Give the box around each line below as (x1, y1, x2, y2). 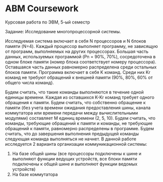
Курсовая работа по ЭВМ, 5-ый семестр (5, 19, 90, 25)
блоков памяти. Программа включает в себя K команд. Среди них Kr (5, 69, 151, 75)
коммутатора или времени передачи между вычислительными (5, 110, 139, 115)
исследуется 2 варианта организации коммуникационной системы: (5, 141, 147, 147)
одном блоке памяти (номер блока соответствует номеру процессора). (5, 59, 157, 65)
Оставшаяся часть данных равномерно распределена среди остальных (5, 64, 157, 70)
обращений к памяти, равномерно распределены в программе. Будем (5, 125, 154, 131)
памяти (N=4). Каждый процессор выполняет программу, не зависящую (5, 43, 158, 49)
